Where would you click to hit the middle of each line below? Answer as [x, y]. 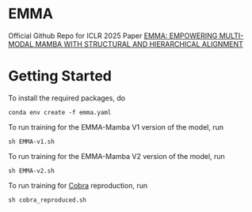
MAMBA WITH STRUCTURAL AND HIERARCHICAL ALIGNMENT [139, 44]
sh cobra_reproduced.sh [48, 200]
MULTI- [231, 36]
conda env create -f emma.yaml [60, 112]
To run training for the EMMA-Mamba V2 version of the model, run [117, 156]
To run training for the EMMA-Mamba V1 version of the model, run [116, 127]
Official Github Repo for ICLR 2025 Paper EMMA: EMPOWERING [113, 36]
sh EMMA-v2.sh [32, 171]
